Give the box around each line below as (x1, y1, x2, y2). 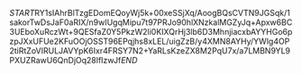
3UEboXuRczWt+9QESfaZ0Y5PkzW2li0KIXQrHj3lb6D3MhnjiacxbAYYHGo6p (9, 27, 293, 37)
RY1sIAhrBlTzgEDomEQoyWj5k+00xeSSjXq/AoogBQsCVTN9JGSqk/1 (34, 8, 290, 18)
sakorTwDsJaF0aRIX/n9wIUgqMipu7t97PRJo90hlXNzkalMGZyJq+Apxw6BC (9, 17, 293, 28)
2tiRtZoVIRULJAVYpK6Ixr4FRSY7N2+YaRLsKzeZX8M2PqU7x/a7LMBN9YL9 (9, 45, 291, 56)
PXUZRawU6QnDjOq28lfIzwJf (9, 55, 122, 65)
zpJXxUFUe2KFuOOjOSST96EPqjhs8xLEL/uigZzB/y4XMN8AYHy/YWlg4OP (9, 36, 290, 46)
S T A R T (9, 8, 35, 18)
